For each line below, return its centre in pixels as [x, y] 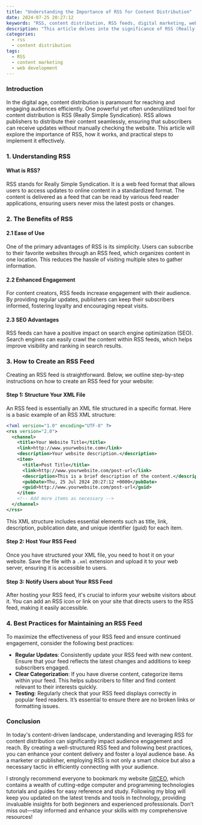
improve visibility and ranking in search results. [65, 346]
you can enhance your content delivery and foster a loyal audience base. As [100, 754]
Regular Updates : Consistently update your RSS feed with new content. [104, 654]
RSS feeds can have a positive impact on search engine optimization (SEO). [100, 333]
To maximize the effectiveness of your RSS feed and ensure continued [93, 636]
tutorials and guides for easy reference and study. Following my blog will [96, 791]
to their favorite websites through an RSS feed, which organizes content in [98, 253]
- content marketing [37, 62]
